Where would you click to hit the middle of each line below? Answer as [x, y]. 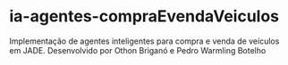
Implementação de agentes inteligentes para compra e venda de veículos [144, 41]
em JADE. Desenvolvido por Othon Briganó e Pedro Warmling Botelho [138, 50]
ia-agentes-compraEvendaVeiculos [144, 16]
